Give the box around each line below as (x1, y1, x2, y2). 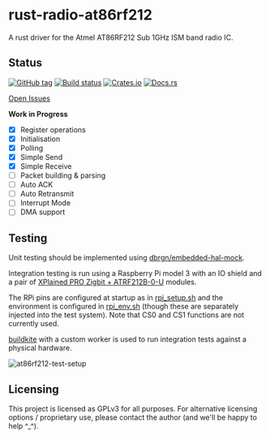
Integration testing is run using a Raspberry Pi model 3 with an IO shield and (8, 269, 262, 278)
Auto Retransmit (19, 189, 75, 199)
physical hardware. (8, 343, 72, 353)
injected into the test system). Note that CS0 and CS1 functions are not (8, 310, 245, 320)
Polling (19, 143, 44, 153)
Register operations (19, 124, 87, 135)
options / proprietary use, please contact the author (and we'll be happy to (8, 412, 258, 422)
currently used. (8, 319, 59, 329)
